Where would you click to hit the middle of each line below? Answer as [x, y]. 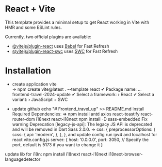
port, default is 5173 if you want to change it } [57, 145]
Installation [28, 71]
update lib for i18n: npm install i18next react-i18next [56, 154]
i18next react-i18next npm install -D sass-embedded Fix [92, 119]
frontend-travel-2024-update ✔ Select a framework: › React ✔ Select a [83, 94]
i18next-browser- [126, 154]
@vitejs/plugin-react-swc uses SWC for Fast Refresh [65, 51]
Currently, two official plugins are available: [48, 37]
